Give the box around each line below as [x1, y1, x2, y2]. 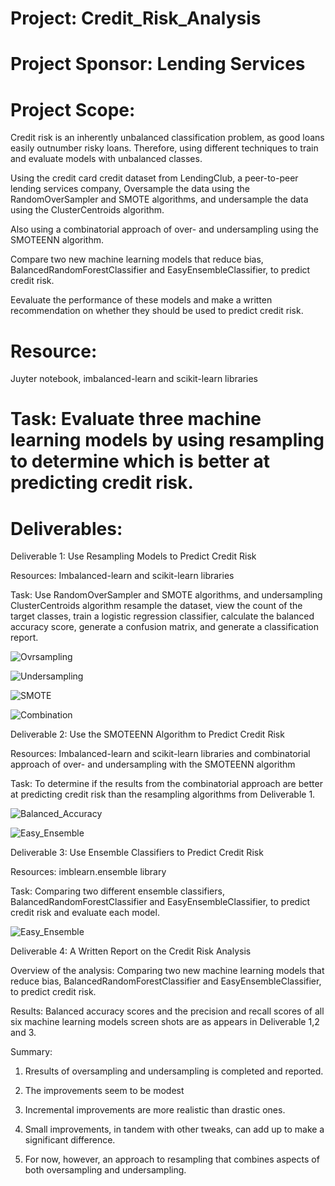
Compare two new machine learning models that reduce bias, [10, 253, 264, 266]
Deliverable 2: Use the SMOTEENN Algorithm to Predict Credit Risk [10, 728, 285, 741]
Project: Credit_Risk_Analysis [10, 7, 262, 30]
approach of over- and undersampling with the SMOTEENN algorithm [10, 758, 296, 771]
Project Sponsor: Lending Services [10, 53, 306, 76]
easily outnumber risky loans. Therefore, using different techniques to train [10, 142, 319, 154]
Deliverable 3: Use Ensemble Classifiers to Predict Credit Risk [10, 847, 264, 859]
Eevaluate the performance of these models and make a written [10, 294, 273, 306]
